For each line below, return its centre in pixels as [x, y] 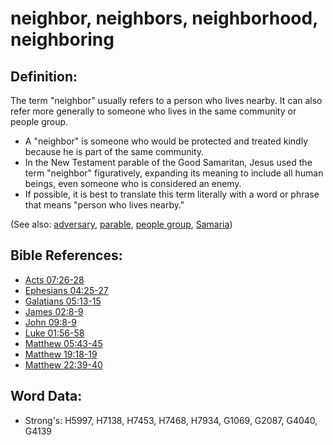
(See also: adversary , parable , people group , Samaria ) [121, 224]
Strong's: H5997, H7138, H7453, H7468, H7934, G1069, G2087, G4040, [171, 420]
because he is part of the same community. [114, 151]
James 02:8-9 [54, 311]
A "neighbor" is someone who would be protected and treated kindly [166, 141]
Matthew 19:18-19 [61, 354]
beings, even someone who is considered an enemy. [133, 183]
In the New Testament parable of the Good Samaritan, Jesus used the [168, 162]
